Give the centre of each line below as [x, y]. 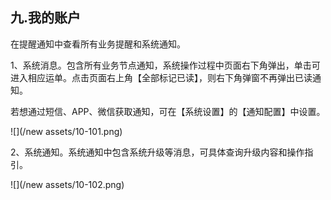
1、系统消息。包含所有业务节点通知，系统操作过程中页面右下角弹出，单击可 [165, 65]
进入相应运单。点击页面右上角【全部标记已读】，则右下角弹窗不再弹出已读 [161, 77]
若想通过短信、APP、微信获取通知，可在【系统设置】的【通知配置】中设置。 [168, 111]
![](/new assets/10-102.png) [67, 184]
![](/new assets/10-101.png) [66, 131]
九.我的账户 [46, 18]
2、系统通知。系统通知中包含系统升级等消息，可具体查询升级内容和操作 [157, 152]
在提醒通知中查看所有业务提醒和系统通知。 [98, 44]
